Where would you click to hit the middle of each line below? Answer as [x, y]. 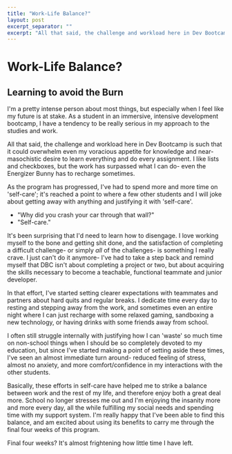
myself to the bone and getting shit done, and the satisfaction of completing [115, 243]
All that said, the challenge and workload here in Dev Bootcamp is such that [115, 144]
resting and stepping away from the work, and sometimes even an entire [110, 308]
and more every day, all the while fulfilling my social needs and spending [110, 408]
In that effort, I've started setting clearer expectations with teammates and [113, 293]
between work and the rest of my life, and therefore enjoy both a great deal [114, 393]
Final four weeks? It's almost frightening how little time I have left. [100, 443]
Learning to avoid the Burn [65, 92]
